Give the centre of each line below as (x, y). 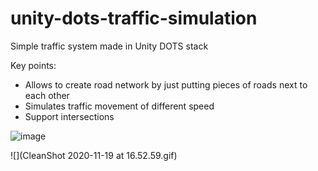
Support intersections (69, 116)
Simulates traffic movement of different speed (119, 106)
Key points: (33, 65)
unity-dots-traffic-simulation (134, 18)
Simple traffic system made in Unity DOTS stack (109, 46)
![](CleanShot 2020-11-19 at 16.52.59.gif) (94, 155)
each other (47, 95)
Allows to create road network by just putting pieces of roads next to (166, 84)
